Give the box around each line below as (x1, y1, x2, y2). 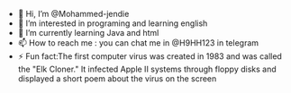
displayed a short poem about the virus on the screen (17, 73, 217, 84)
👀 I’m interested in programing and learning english (17, 18, 208, 29)
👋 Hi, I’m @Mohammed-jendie (17, 9, 130, 19)
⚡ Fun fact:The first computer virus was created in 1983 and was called (17, 51, 282, 62)
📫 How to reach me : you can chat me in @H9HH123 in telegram (17, 38, 259, 48)
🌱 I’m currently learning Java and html (17, 28, 159, 38)
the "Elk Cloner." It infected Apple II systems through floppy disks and (17, 63, 277, 74)
